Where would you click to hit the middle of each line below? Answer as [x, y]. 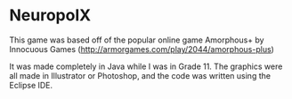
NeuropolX [50, 15]
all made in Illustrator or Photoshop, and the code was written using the [140, 75]
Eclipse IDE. [31, 85]
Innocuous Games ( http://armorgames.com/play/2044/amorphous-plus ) [142, 49]
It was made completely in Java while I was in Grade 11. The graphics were [146, 66]
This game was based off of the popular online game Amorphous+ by [137, 40]
